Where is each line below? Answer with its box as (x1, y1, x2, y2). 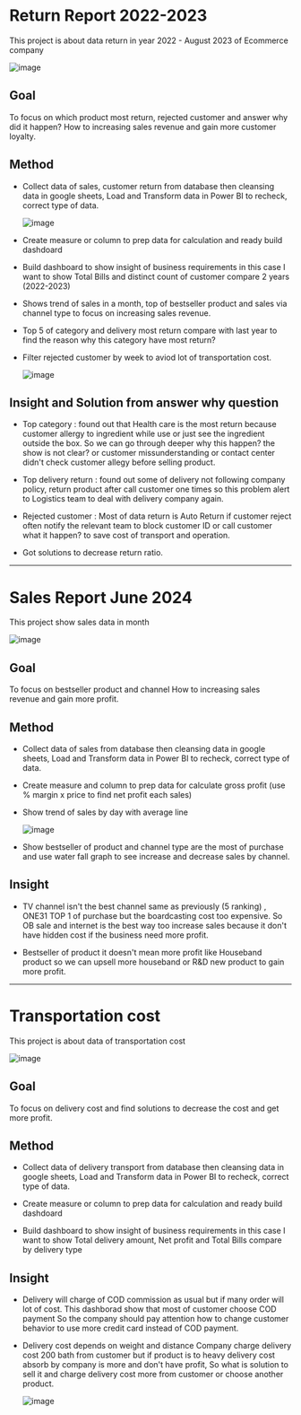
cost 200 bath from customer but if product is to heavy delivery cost (21, 1349, 276, 1360)
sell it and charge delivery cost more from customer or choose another (21, 1369, 284, 1380)
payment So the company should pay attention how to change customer (21, 1314, 289, 1324)
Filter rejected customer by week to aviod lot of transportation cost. (21, 352, 271, 362)
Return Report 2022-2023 (9, 5, 208, 26)
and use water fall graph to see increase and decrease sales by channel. (21, 851, 290, 861)
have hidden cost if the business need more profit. (21, 930, 209, 940)
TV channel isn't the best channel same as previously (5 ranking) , (21, 901, 267, 912)
